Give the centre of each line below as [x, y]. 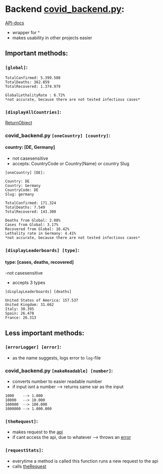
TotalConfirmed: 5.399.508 [33, 78]
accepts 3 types [29, 283]
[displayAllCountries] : [33, 112]
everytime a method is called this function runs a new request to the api [85, 461]
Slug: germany [20, 194]
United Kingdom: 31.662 [30, 305]
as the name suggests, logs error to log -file [57, 357]
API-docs [15, 23]
